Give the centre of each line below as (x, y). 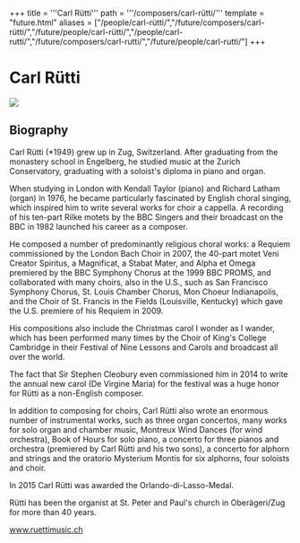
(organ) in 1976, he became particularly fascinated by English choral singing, (150, 197)
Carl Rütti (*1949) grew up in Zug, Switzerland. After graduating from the (144, 152)
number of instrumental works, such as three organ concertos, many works (149, 420)
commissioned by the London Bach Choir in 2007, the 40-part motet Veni (144, 253)
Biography (39, 131)
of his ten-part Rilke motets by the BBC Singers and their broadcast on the (146, 217)
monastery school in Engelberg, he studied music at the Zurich (125, 162)
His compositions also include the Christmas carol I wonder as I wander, (142, 328)
